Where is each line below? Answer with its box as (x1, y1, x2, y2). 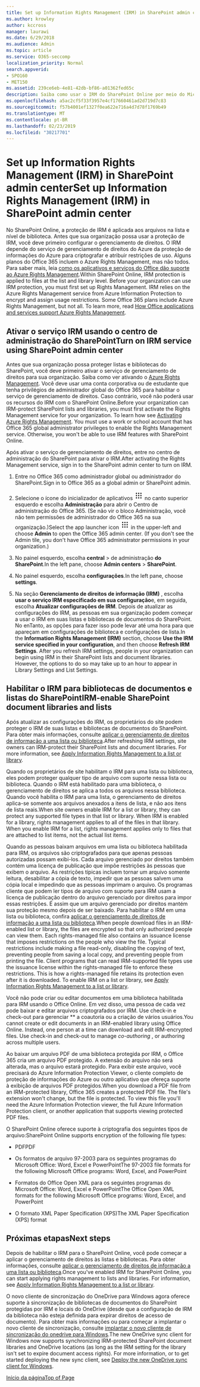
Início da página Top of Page (6, 1374, 75, 1381)
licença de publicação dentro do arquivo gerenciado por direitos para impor (6, 893, 192, 901)
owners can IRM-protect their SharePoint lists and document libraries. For (6, 743, 187, 751)
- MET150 (6, 79, 28, 85)
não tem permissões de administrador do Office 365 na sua (14, 514, 161, 520)
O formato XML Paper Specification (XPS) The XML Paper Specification (14, 1210, 189, 1217)
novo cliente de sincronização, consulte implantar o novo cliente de (6, 1324, 171, 1331)
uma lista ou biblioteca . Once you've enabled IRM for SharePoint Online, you (6, 1268, 192, 1275)
